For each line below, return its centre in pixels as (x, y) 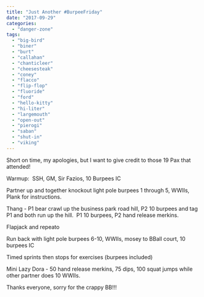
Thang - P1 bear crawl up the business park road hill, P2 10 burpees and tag (102, 208)
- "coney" (24, 75)
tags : (13, 35)
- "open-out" (28, 120)
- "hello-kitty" (32, 103)
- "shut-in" (27, 137)
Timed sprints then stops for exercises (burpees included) (80, 257)
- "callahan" (28, 57)
